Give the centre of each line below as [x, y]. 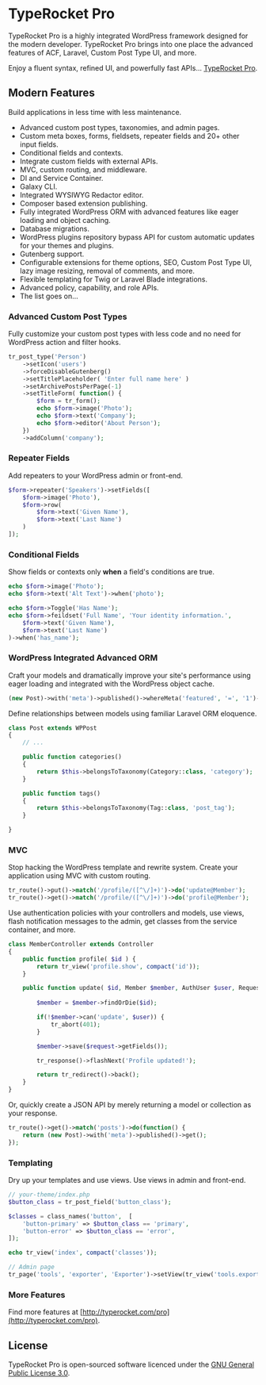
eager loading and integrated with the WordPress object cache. [112, 684]
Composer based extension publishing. [84, 203]
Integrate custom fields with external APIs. [89, 161]
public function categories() [72, 757]
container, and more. [42, 930]
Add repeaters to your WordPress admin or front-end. [96, 475]
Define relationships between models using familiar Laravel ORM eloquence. [133, 713]
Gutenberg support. [52, 254]
